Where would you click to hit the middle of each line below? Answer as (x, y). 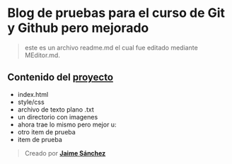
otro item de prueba (46, 131)
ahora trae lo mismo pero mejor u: (67, 124)
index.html (33, 94)
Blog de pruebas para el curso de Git (116, 13)
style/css (31, 102)
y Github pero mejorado (78, 28)
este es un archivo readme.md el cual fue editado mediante (111, 47)
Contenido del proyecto (60, 77)
